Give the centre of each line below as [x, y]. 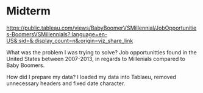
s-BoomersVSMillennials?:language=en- [57, 34]
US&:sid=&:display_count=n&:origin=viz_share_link [70, 40]
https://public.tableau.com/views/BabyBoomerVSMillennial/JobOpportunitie [101, 28]
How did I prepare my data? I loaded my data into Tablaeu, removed [91, 77]
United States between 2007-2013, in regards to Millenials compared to [96, 59]
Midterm [28, 11]
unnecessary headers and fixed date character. [66, 83]
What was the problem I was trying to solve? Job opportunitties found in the [101, 52]
